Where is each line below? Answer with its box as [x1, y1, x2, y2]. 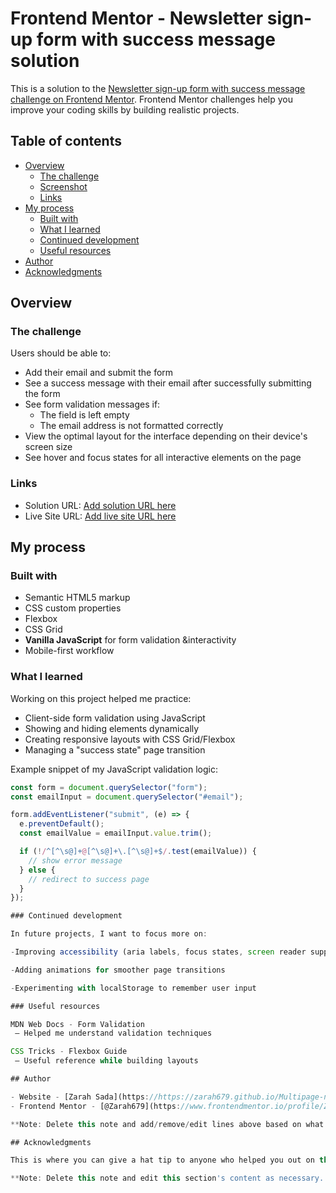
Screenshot [39, 180, 88, 192]
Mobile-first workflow [24, 645, 115, 657]
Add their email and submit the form [24, 367, 174, 379]
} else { [19, 865, 56, 875]
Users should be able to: [10, 347, 112, 359]
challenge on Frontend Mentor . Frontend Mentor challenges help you [10, 93, 293, 105]
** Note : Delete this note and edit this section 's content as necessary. [10, 1173, 325, 1184]
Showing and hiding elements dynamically [24, 722, 200, 734]
